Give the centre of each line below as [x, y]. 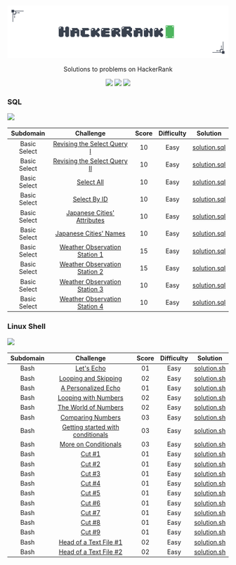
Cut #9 [90, 532]
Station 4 [90, 306]
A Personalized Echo [91, 388]
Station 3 [90, 289]
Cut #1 [90, 454]
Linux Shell [26, 327]
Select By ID [90, 199]
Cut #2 [90, 464]
